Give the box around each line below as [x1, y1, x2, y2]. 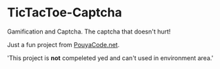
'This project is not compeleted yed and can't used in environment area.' [7, 53, 214, 62]
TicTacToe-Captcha [7, 5, 122, 20]
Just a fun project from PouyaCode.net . [7, 40, 120, 49]
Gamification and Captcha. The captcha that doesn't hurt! [7, 27, 171, 36]
